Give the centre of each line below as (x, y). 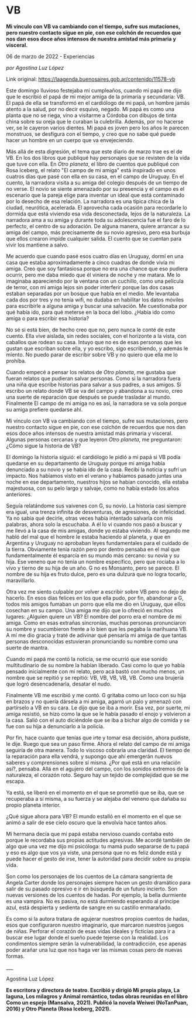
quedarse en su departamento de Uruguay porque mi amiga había (86, 463)
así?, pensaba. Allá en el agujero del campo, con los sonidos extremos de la (97, 769)
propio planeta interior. (33, 805)
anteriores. (19, 494)
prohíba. (16, 361)
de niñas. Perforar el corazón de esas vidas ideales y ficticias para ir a (91, 931)
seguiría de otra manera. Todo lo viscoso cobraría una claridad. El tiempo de (98, 750)
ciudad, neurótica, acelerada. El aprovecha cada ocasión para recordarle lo (97, 207)
